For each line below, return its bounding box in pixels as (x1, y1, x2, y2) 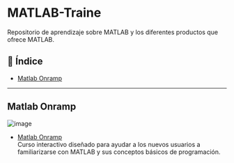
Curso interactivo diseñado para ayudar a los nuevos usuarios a (17, 140, 201, 148)
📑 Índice (7, 56, 43, 68)
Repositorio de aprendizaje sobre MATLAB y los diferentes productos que (7, 28, 218, 36)
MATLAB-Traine (7, 5, 102, 21)
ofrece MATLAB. (7, 35, 54, 43)
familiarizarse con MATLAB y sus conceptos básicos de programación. (17, 148, 221, 156)
